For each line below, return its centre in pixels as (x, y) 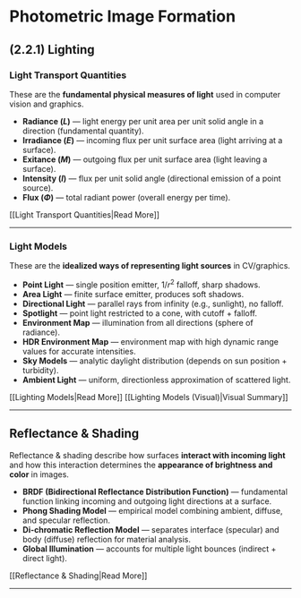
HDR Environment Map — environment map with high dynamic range (150, 341)
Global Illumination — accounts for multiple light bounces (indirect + (149, 549)
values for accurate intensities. (79, 351)
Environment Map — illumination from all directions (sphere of (138, 322)
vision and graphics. (47, 104)
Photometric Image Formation (122, 17)
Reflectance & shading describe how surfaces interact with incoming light (147, 455)
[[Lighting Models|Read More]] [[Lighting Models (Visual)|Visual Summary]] (149, 397)
